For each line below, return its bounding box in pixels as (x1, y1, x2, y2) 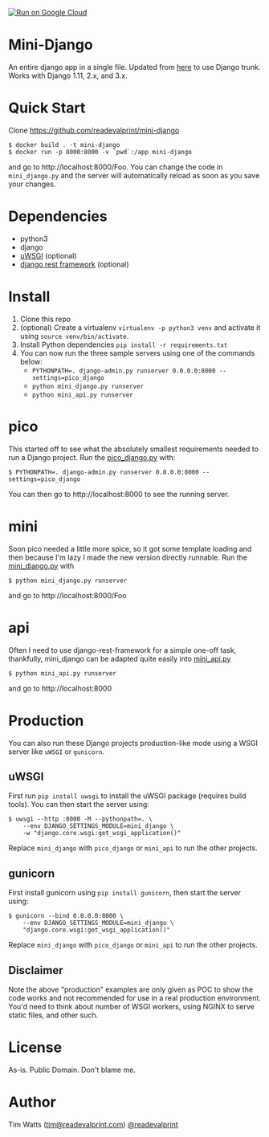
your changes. (8, 179, 56, 189)
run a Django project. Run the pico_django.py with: (8, 452, 176, 462)
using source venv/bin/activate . (19, 331, 129, 340)
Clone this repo (19, 314, 71, 324)
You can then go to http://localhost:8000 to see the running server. (8, 489, 230, 499)
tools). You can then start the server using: (8, 800, 150, 809)
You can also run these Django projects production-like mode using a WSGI (8, 738, 259, 748)
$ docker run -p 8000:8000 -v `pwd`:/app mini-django (8, 148, 193, 156)
